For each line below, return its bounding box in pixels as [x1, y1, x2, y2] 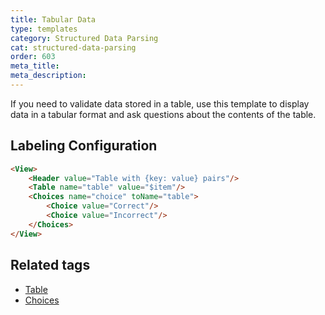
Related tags [10, 257, 91, 274]
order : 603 [10, 52, 56, 62]
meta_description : [10, 71, 87, 81]
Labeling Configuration [10, 137, 158, 155]
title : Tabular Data [10, 14, 97, 25]
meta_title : [10, 61, 60, 71]
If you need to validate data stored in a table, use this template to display [10, 97, 310, 110]
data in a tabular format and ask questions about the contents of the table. [10, 108, 317, 120]
